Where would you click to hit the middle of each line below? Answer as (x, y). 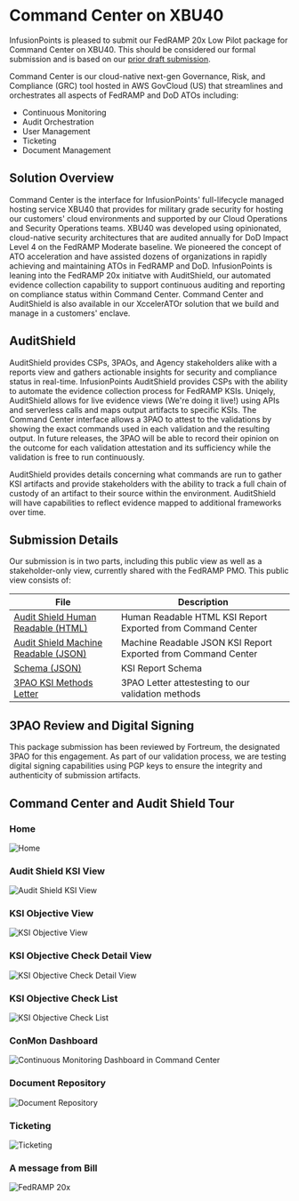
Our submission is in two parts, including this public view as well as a (136, 561)
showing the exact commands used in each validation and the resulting (139, 429)
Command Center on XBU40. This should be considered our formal (133, 49)
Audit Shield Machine (58, 643)
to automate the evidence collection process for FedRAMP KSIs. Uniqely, (142, 391)
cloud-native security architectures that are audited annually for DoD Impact (149, 238)
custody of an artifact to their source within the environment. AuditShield (142, 493)
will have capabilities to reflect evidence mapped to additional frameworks (145, 503)
